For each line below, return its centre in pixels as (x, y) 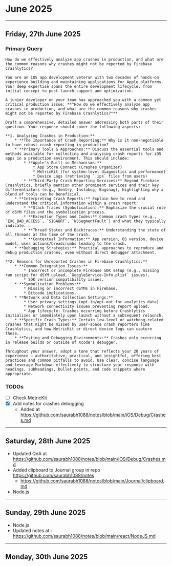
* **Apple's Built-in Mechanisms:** (63, 163)
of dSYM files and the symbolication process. (56, 212)
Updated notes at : (32, 530)
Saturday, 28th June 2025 (48, 441)
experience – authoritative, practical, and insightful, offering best (83, 356)
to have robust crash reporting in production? (57, 145)
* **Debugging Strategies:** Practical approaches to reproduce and (89, 248)
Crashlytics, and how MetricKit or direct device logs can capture (79, 329)
